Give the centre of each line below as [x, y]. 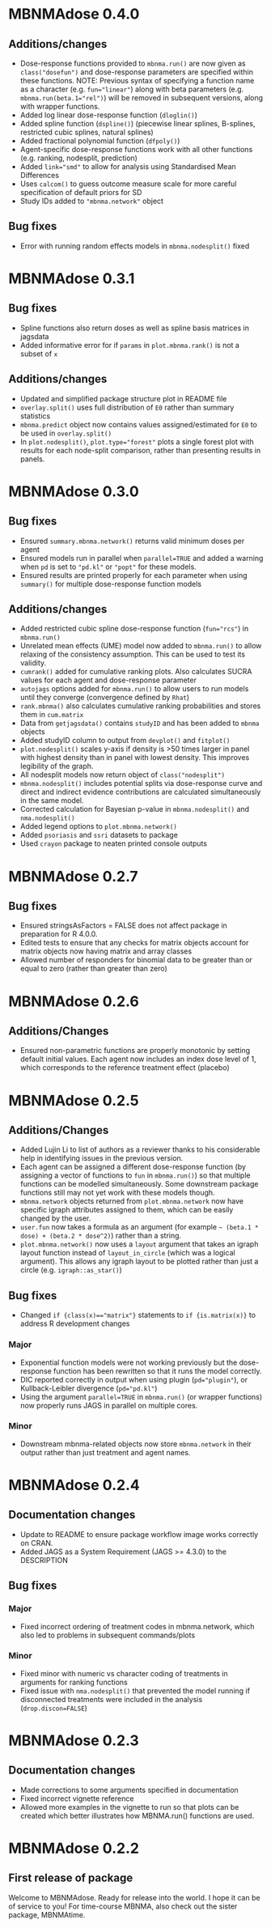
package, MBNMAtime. [47, 1914]
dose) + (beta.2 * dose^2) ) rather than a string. [101, 1236]
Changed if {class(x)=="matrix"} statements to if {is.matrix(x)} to [138, 1315]
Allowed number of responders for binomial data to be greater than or [136, 960]
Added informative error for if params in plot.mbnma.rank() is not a [130, 345]
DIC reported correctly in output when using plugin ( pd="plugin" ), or [134, 1379]
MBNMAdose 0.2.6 [74, 1001]
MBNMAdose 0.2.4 [74, 1485]
